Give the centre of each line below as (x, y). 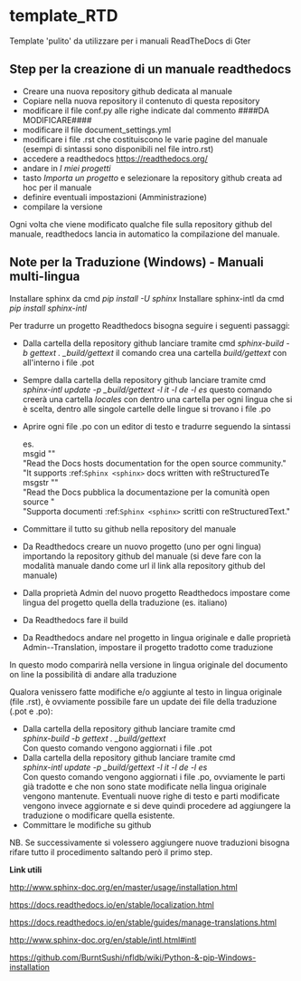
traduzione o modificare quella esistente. (99, 815)
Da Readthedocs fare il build (75, 620)
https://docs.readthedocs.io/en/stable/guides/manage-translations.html (143, 922)
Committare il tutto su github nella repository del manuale (129, 529)
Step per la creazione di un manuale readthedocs (150, 69)
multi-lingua (45, 277)
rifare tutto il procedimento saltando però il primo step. (111, 851)
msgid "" (39, 453)
